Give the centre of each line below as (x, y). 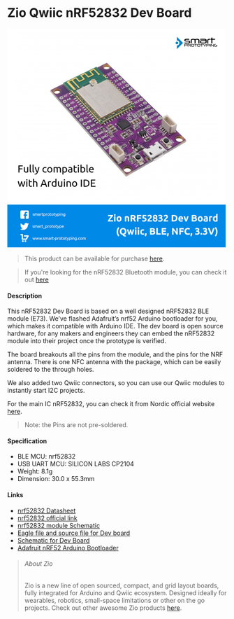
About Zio (38, 564)
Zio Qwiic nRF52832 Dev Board (100, 13)
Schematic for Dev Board (53, 540)
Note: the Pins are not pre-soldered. (76, 425)
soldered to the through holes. (51, 370)
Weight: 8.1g (35, 471)
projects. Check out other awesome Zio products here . (103, 608)
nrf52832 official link (47, 518)
